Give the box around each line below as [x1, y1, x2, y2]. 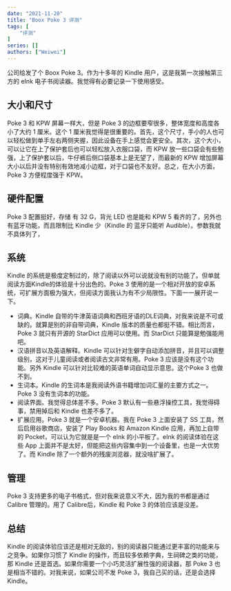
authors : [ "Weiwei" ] [7, 49, 67, 56]
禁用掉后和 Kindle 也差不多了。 [29, 407, 118, 415]
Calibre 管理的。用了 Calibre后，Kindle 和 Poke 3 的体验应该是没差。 [7, 501, 202, 509]
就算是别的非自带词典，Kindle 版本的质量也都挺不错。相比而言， [35, 320, 219, 329]
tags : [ [7, 23, 30, 30]
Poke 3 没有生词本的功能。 [17, 389, 94, 398]
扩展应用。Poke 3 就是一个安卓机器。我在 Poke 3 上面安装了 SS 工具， [17, 416, 219, 424]
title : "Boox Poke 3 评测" [7, 17, 83, 23]
